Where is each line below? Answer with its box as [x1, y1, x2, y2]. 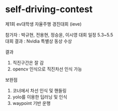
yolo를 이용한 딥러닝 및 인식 [12, 94, 68, 100]
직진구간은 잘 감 [12, 59, 44, 65]
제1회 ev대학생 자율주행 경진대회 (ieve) [5, 21, 82, 27]
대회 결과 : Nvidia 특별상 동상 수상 [5, 38, 72, 44]
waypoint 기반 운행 [12, 100, 51, 106]
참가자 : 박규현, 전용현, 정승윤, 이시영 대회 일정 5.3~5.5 [5, 31, 113, 38]
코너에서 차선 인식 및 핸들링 [12, 87, 67, 93]
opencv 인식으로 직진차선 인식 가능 [12, 66, 82, 72]
